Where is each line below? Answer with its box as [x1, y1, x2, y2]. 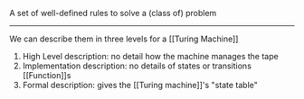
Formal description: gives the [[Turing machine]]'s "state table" [22, 80, 258, 90]
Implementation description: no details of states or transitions [22, 60, 252, 71]
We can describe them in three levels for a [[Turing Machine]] [9, 33, 239, 44]
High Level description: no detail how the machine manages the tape [22, 51, 279, 61]
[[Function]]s [22, 70, 71, 80]
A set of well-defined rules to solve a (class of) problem [9, 8, 217, 18]
